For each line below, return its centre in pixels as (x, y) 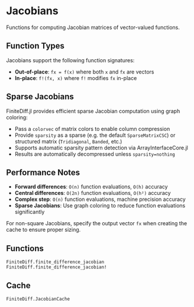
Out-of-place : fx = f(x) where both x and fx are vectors (84, 72)
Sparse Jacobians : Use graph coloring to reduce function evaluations (100, 206)
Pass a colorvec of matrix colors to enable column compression (92, 129)
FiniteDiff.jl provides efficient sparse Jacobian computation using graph (93, 111)
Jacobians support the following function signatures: (70, 60)
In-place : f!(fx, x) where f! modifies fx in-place (76, 78)
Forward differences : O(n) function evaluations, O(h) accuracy (91, 187)
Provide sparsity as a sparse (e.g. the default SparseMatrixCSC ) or (95, 135)
